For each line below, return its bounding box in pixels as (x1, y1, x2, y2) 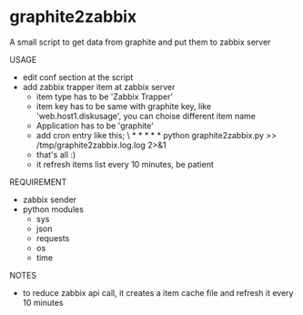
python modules (22, 203, 85, 215)
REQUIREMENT (9, 176, 67, 188)
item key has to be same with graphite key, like (35, 100, 212, 111)
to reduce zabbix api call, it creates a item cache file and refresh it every (22, 287, 294, 298)
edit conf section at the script (22, 71, 134, 83)
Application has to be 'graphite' (35, 120, 155, 131)
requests (35, 232, 70, 243)
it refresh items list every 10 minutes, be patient (35, 158, 214, 169)
